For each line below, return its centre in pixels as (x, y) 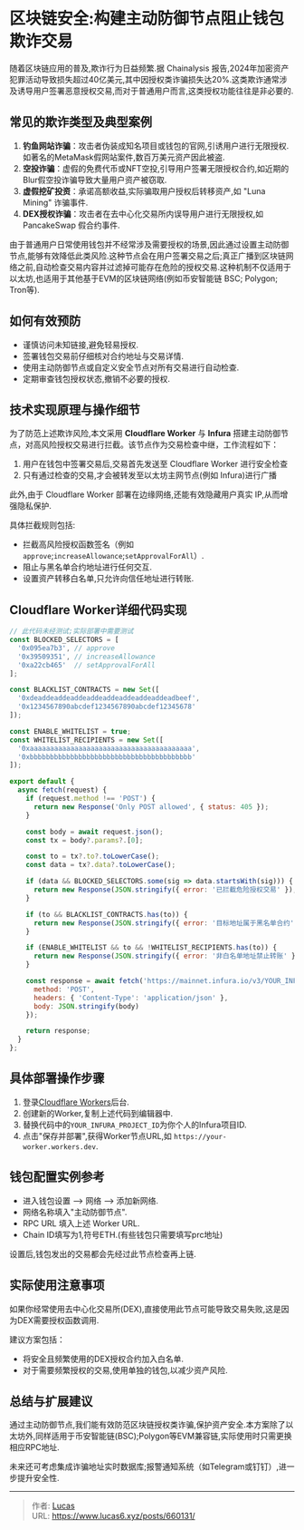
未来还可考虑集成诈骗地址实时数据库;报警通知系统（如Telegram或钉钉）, (144, 1467)
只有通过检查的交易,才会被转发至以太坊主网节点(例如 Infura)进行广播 (150, 475)
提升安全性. (38, 1478)
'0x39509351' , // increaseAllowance (86, 657)
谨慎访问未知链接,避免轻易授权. (80, 345)
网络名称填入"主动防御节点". (75, 1212)
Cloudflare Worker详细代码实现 (98, 610)
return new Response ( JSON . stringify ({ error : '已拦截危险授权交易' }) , (165, 890)
